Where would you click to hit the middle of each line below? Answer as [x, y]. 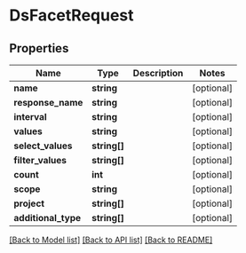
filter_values [40, 160]
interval [30, 117]
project [29, 203]
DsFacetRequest [72, 16]
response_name [48, 103]
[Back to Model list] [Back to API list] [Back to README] [111, 240]
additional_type [48, 218]
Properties [39, 48]
